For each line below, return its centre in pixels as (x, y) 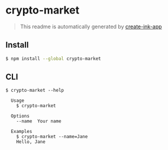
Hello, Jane (31, 142)
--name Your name (39, 121)
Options (20, 116)
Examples (22, 132)
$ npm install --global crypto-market (53, 59)
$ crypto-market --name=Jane (52, 137)
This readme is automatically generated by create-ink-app (91, 26)
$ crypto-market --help (35, 91)
